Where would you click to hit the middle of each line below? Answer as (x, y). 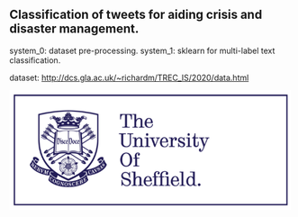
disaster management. (74, 29)
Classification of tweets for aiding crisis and (136, 15)
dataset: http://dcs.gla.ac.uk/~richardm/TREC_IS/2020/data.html (129, 77)
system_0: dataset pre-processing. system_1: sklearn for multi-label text (142, 50)
